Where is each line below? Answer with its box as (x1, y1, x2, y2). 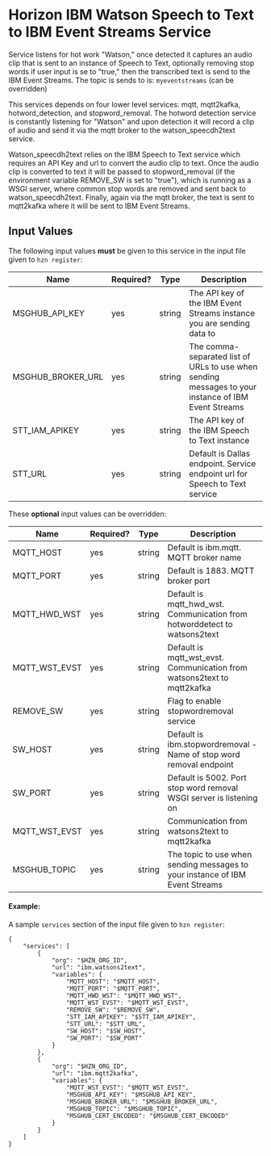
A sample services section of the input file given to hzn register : (8, 919, 225, 929)
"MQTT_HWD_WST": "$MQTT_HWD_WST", (65, 991, 182, 999)
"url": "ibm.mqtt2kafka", (51, 1069, 139, 1078)
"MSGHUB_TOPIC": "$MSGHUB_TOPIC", (65, 1104, 182, 1112)
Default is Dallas (189, 448, 251, 459)
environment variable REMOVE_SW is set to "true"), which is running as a (8, 175, 252, 185)
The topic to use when (167, 848, 252, 860)
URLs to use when (189, 361, 258, 372)
